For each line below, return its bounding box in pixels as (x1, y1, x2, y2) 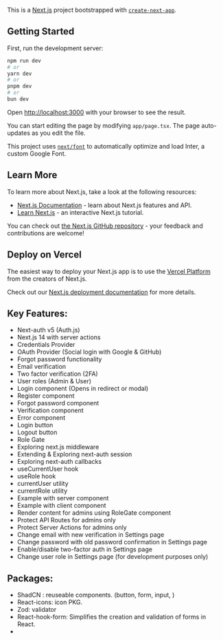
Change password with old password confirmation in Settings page (16, 538, 208, 546)
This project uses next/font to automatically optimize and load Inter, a (7, 142, 205, 150)
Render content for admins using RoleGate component (16, 509, 172, 517)
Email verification (16, 363, 67, 371)
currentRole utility (16, 487, 68, 495)
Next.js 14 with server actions (16, 333, 101, 341)
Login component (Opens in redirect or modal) (16, 385, 149, 393)
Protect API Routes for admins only (16, 516, 117, 524)
